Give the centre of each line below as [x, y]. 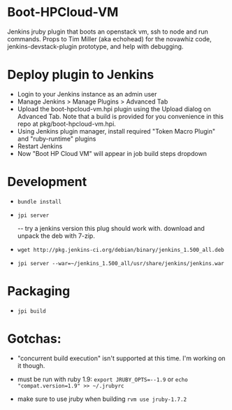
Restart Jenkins [40, 146]
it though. [31, 365]
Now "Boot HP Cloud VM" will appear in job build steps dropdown [112, 153]
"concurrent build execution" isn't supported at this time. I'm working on [121, 358]
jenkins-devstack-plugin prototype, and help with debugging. [95, 46]
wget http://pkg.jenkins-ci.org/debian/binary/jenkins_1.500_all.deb [121, 250]
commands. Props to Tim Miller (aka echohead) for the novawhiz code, [109, 38]
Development [47, 182]
